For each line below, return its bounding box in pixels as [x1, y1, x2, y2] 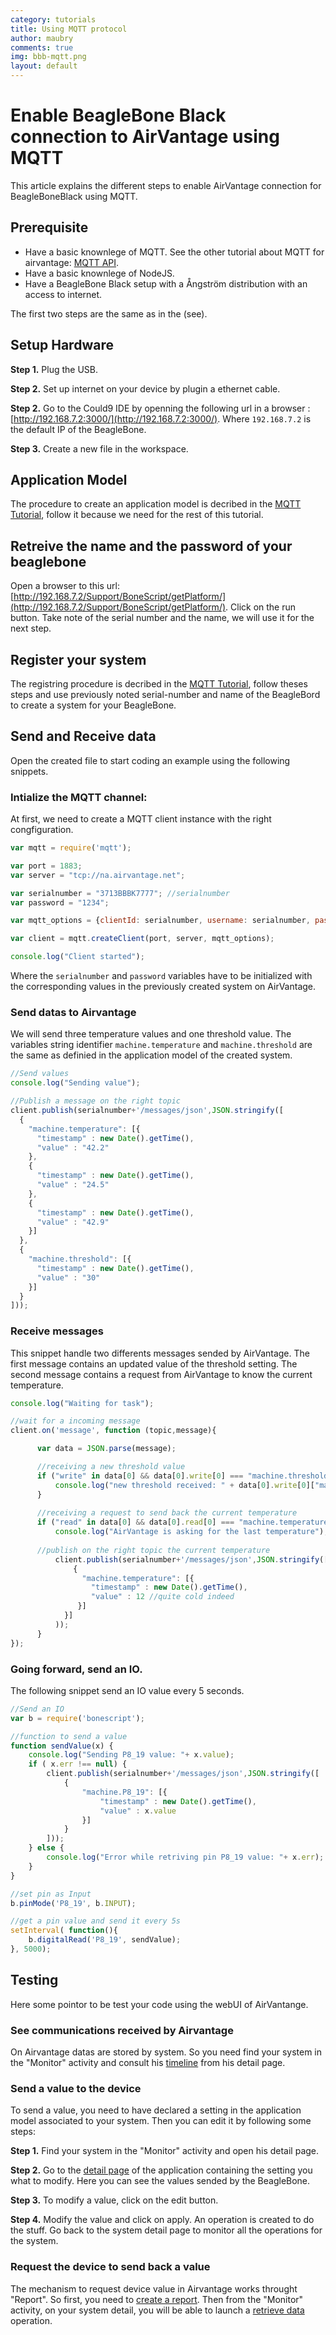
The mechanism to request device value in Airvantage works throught [10, 2282, 298, 2295]
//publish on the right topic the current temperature [36, 1545, 271, 1555]
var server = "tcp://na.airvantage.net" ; [10, 870, 186, 880]
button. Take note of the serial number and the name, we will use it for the [10, 612, 315, 624]
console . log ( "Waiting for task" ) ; [10, 1398, 155, 1408]
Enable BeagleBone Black [10, 104, 227, 127]
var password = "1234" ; [10, 897, 110, 908]
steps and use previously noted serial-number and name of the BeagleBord [10, 689, 321, 700]
